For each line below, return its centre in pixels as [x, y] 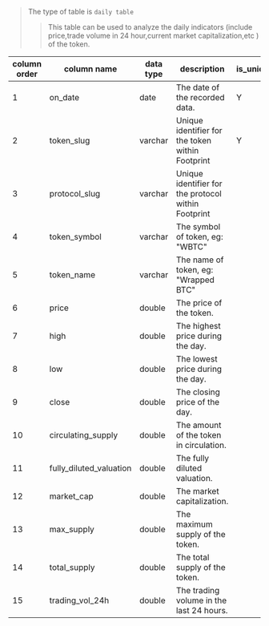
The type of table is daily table [81, 12]
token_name [72, 275]
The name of [200, 260]
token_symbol [75, 237]
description [202, 69]
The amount [199, 425]
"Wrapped [195, 280]
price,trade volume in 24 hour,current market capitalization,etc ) [153, 36]
